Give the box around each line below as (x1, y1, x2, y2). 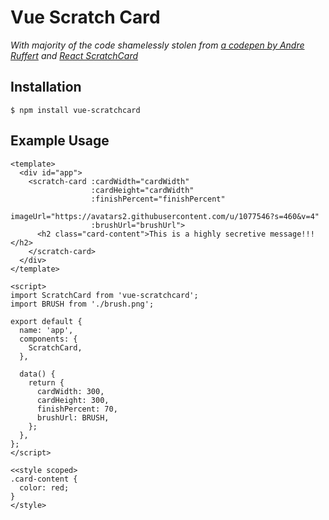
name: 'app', (19, 325, 74, 335)
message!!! (269, 229, 315, 239)
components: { (19, 334, 78, 344)
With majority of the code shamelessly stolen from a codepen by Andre (10, 39, 305, 51)
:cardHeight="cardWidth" (90, 185, 195, 195)
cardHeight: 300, (36, 395, 110, 405)
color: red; (19, 482, 70, 493)
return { (28, 377, 65, 388)
